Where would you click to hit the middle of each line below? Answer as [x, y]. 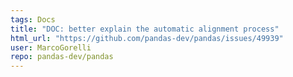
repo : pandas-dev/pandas [62, 57]
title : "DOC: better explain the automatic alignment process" [145, 29]
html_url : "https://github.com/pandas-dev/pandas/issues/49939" [147, 38]
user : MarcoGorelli [51, 47]
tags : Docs [33, 19]
